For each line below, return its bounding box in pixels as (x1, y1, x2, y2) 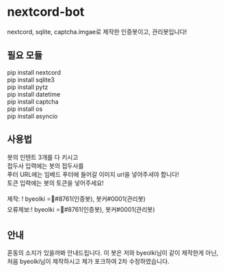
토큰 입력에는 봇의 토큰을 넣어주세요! (7, 179, 104, 187)
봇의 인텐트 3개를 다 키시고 (7, 153, 79, 161)
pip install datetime (7, 90, 61, 98)
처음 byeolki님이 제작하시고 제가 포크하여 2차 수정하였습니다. (7, 258, 170, 266)
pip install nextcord (7, 68, 62, 76)
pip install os (7, 104, 43, 113)
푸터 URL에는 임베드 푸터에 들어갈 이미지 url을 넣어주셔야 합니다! (7, 170, 180, 178)
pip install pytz (7, 83, 49, 91)
